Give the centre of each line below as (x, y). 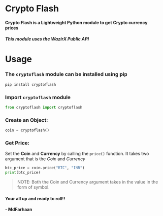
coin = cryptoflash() (27, 130)
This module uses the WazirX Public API (47, 39)
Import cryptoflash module (38, 97)
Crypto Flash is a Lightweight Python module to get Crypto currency (76, 22)
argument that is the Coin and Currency (45, 159)
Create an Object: (27, 120)
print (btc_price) (23, 173)
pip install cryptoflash (31, 84)
